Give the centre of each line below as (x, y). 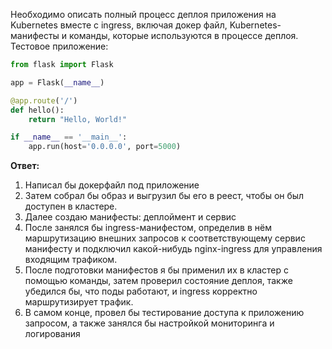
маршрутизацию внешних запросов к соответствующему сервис (165, 238)
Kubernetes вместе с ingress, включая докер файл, (119, 25)
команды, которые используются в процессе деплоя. (184, 35)
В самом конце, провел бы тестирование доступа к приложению (164, 313)
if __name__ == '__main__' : (69, 137)
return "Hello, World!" (78, 119)
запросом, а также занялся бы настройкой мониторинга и (149, 323)
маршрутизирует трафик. (79, 302)
